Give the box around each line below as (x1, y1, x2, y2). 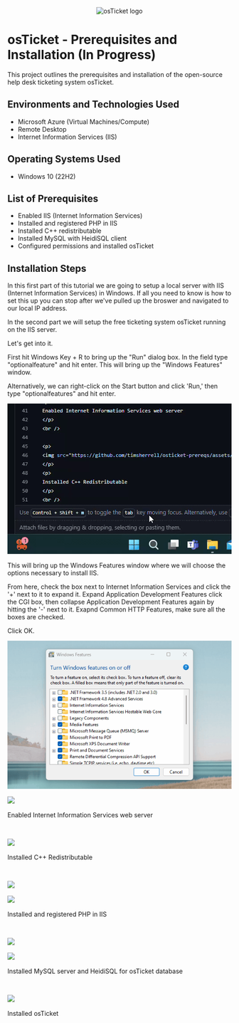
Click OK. (7, 626, 35, 635)
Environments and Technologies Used (7, 98, 180, 110)
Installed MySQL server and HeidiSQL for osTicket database (7, 967, 184, 975)
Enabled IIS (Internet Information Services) (17, 211, 143, 220)
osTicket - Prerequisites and (7, 32, 178, 48)
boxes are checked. (7, 613, 65, 621)
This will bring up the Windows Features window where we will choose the (7, 561, 226, 570)
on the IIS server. (7, 325, 58, 334)
